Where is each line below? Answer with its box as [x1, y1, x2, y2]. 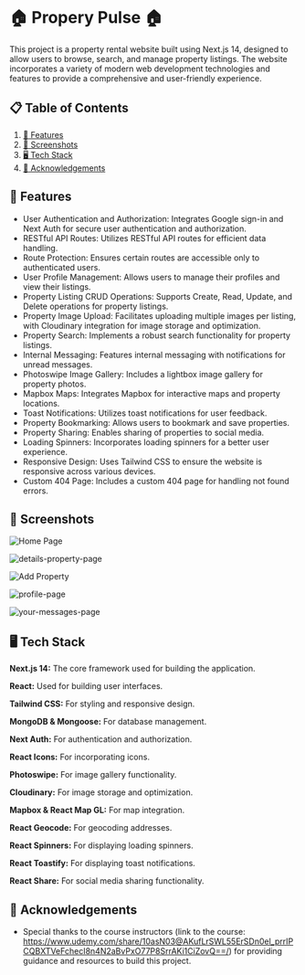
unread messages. [22, 358, 93, 370]
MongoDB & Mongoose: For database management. [9, 716, 207, 727]
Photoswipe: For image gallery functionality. [9, 769, 177, 780]
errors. [22, 485, 48, 496]
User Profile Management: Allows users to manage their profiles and [22, 271, 280, 282]
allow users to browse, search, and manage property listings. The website [9, 53, 288, 64]
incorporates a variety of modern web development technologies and [9, 63, 271, 74]
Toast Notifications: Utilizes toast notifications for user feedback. [22, 408, 268, 419]
